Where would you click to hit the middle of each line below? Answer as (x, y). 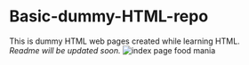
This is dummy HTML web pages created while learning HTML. (124, 41)
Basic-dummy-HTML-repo (109, 16)
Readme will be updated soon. (65, 50)
